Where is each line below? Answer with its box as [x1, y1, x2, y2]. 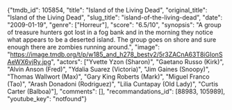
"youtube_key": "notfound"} [7, 95, 88, 103]
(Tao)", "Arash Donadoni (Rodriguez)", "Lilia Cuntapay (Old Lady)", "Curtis [7, 80, 219, 88]
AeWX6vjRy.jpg [7, 58, 51, 65]
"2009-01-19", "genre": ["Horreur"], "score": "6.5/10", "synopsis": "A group [7, 21, 222, 29]
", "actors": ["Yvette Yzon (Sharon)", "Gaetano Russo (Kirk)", [51, 58, 224, 65]
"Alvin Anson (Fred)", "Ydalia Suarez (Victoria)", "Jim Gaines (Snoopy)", [7, 65, 210, 73]
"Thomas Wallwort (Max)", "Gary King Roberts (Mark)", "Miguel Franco [7, 72, 210, 81]
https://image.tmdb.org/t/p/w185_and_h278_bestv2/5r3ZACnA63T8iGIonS [10, 50, 223, 58]
